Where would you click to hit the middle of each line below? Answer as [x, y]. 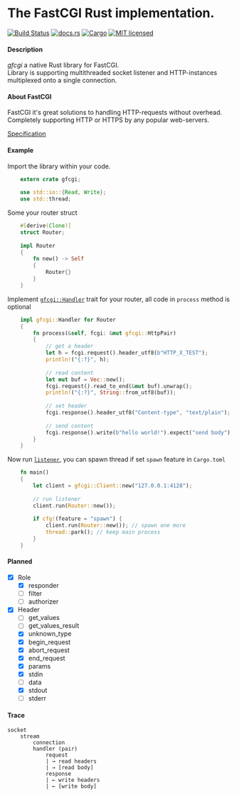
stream [30, 736]
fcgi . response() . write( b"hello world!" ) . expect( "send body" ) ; [139, 432]
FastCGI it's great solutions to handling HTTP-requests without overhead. [115, 113]
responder [43, 586]
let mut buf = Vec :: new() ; [85, 380]
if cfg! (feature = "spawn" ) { [78, 519]
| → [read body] [69, 768]
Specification [27, 134]
